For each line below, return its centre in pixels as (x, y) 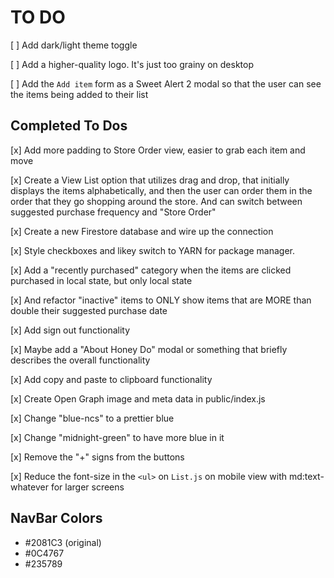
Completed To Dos (69, 126)
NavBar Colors (56, 518)
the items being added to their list (79, 94)
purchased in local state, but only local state (101, 280)
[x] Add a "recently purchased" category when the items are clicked (151, 270)
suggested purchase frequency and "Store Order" (113, 212)
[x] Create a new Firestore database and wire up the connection (142, 231)
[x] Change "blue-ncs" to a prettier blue (92, 418)
